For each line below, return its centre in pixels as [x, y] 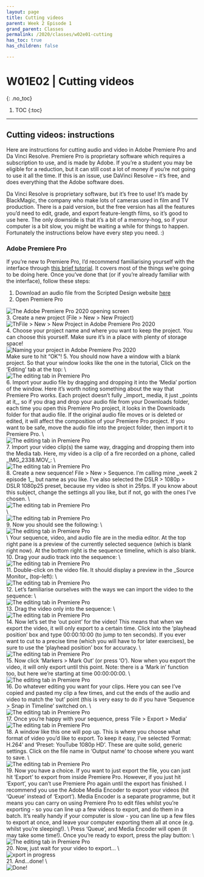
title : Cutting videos [35, 18]
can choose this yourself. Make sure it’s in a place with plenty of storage [97, 337]
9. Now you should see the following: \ [54, 524]
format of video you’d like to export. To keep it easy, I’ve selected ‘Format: [99, 738]
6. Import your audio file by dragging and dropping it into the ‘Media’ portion [101, 382]
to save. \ [18, 757]
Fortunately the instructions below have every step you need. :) [85, 233]
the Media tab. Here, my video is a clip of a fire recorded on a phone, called [101, 453]
